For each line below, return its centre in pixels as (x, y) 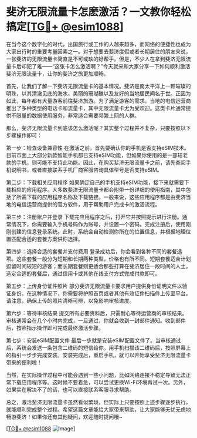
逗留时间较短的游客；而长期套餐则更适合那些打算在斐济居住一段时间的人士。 (98, 266)
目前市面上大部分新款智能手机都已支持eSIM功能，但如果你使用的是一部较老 (97, 155)
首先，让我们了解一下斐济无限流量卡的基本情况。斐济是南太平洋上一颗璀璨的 (98, 86)
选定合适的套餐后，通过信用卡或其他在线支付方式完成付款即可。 (83, 273)
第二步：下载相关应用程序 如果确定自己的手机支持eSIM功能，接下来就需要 (95, 182)
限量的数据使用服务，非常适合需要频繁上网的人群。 (78, 115)
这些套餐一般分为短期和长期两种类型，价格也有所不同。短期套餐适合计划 (103, 259)
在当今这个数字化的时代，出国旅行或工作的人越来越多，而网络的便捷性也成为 (98, 44)
